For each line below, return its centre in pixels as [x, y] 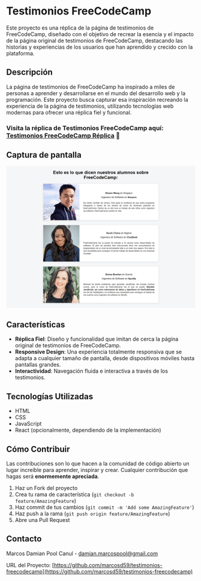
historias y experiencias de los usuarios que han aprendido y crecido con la [100, 47]
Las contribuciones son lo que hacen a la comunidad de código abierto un [98, 463]
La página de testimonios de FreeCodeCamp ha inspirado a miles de [91, 87]
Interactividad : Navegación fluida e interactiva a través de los [91, 371]
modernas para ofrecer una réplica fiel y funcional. [69, 112]
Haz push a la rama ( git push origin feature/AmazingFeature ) [92, 514]
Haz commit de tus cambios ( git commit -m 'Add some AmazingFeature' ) [104, 507]
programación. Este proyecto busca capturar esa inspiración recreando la [97, 99]
